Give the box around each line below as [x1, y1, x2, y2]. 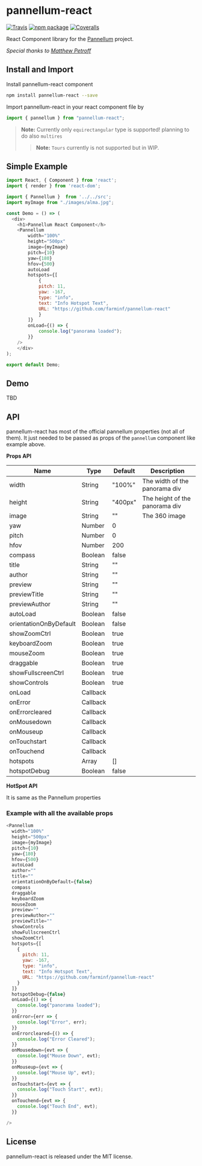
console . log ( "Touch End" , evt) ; [17, 1103, 98, 1110]
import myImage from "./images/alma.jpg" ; [6, 199, 114, 205]
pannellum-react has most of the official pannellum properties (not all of [6, 428, 185, 435]
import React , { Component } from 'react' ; [6, 178, 117, 184]
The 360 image [142, 511, 186, 520]
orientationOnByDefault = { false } [11, 879, 93, 885]
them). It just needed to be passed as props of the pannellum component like [6, 434, 195, 441]
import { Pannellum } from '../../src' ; [6, 194, 112, 200]
